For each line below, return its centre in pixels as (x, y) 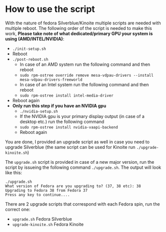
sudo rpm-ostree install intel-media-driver (67, 96)
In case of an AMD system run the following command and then (85, 64)
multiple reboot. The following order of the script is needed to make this (79, 28)
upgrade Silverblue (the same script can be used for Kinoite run (70, 147)
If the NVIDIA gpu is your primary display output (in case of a (82, 116)
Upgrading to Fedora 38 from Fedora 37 (46, 190)
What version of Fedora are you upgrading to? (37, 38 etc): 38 (73, 186)
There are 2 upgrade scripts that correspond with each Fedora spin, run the (83, 204)
